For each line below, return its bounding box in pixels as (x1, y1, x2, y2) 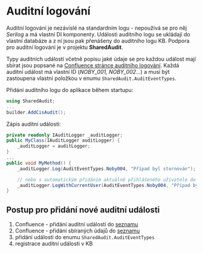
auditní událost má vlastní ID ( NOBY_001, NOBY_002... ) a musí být (6, 68, 170, 75)
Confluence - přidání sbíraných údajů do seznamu (14, 227, 140, 234)
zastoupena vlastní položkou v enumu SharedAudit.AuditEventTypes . (6, 74, 177, 82)
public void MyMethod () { (6, 160, 71, 166)
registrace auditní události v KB (14, 240, 93, 248)
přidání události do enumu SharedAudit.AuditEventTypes (14, 234, 155, 241)
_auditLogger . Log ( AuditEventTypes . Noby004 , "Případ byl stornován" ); (17, 165, 196, 172)
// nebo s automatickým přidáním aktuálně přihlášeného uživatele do (17, 177, 196, 183)
